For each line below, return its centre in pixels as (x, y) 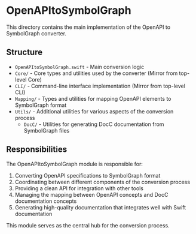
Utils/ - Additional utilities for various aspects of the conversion (94, 111)
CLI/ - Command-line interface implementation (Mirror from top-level (100, 86)
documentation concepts (46, 201)
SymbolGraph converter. (36, 33)
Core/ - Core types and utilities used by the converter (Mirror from (96, 73)
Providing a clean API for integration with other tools (79, 188)
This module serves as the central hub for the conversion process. (88, 225)
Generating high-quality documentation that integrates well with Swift (100, 207)
